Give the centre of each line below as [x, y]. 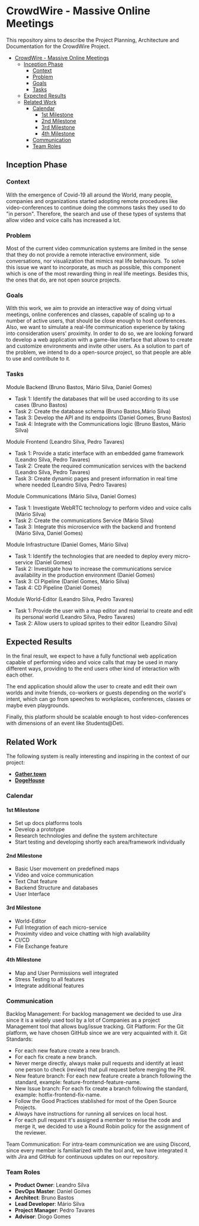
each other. [20, 675]
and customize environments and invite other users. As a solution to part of [98, 346]
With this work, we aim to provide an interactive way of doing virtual [89, 308]
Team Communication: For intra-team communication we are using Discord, [99, 1144]
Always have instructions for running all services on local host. [91, 1114]
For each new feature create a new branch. [67, 1051]
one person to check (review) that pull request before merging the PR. [100, 1070]
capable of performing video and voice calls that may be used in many [92, 662]
